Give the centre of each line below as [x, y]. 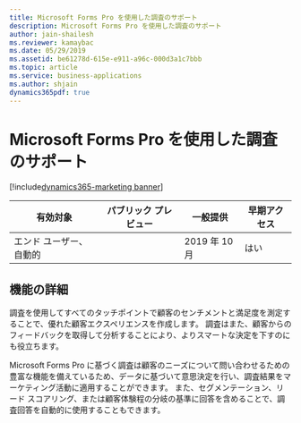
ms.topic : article [43, 68]
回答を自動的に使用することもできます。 [91, 410]
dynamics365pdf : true [50, 92]
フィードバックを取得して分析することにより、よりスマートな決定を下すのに [150, 335]
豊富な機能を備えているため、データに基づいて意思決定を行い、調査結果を [146, 376]
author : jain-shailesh [52, 34]
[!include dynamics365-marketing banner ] [86, 187]
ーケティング [33, 388]
